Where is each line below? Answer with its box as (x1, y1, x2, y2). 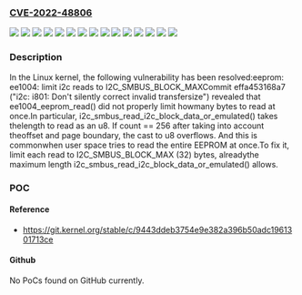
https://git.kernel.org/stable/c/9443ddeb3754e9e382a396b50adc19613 (22, 224, 293, 235)
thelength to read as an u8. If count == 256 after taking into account (9, 120, 265, 131)
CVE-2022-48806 (9, 6, 93, 19)
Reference (9, 204, 50, 215)
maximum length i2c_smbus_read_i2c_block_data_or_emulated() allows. (9, 158, 279, 169)
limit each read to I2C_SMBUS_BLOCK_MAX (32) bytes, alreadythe (9, 148, 259, 160)
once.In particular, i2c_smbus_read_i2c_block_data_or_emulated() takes (9, 110, 278, 121)
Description (9, 51, 63, 64)
